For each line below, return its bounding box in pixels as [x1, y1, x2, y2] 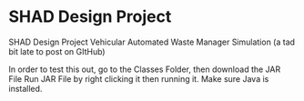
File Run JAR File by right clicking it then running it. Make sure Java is [8, 73, 269, 84]
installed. [8, 83, 43, 94]
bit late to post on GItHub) [8, 45, 106, 56]
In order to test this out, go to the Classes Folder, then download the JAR [8, 64, 281, 75]
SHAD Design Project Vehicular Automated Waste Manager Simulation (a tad [8, 36, 296, 47]
